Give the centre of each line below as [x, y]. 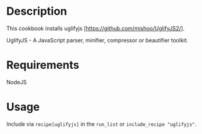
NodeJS [17, 82]
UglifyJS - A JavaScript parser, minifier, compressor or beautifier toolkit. [97, 40]
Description [37, 11]
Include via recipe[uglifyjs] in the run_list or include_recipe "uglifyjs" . [102, 124]
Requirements [43, 65]
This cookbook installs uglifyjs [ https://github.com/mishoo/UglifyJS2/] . [95, 28]
